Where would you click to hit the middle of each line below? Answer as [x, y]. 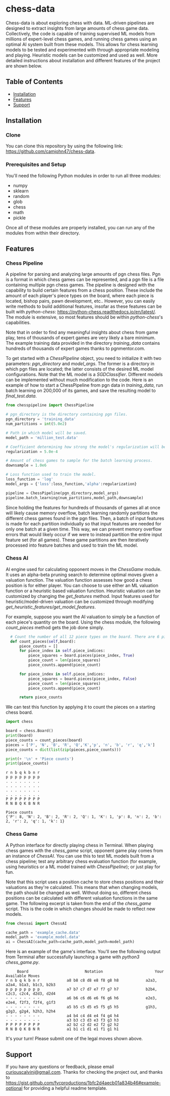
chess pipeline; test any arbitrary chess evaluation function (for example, [82, 861]
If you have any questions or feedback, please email [60, 1067]
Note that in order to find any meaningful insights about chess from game [82, 333]
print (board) [19, 736]
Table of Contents [35, 82]
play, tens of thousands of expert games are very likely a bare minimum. [81, 338]
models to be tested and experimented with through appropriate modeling [82, 50]
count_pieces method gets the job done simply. [55, 627]
